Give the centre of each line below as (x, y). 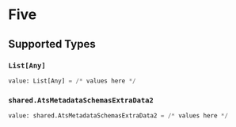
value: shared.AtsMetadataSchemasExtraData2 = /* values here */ (118, 116)
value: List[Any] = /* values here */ (72, 81)
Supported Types (52, 44)
